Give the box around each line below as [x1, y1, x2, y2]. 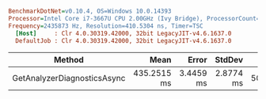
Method [54, 55, 85, 66]
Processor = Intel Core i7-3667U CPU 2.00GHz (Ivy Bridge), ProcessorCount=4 [8, 14, 264, 22]
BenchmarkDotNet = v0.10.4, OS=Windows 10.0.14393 [8, 7, 172, 15]
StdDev [215, 55, 244, 66]
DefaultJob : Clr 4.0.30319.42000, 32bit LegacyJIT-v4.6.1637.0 [15, 36, 232, 44]
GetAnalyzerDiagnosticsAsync [12, 73, 126, 84]
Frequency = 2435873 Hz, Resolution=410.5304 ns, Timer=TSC [8, 21, 203, 30]
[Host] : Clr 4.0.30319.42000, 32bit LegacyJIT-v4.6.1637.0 [15, 29, 232, 37]
